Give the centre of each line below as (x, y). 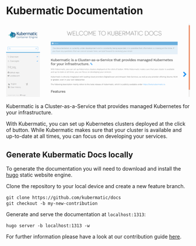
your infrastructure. (29, 113)
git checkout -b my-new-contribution (52, 204)
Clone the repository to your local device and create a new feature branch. (96, 186)
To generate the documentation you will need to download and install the (94, 169)
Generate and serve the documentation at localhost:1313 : (76, 214)
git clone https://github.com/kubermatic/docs (64, 198)
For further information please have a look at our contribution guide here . (94, 237)
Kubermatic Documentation (75, 11)
